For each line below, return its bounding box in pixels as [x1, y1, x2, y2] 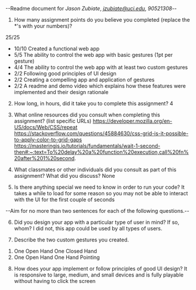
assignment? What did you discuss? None [13, 172, 115, 179]
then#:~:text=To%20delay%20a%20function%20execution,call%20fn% [13, 149, 189, 156]
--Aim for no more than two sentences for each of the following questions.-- [5, 208, 190, 214]
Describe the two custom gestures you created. [13, 236, 129, 243]
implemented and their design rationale [13, 89, 109, 95]
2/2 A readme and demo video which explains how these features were [13, 82, 186, 89]
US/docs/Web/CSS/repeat [13, 124, 78, 130]
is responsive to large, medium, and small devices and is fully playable [13, 271, 184, 278]
